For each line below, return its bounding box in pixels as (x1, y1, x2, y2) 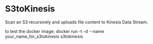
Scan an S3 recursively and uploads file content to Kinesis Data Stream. (5, 19, 149, 25)
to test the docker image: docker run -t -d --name (5, 28, 104, 34)
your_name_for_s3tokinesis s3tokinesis (5, 33, 83, 39)
